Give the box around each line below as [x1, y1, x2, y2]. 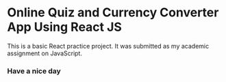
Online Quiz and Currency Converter [7, 5, 219, 20]
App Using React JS [7, 19, 122, 35]
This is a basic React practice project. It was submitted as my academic [7, 42, 210, 50]
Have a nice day [7, 66, 62, 76]
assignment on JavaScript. [7, 49, 82, 57]
